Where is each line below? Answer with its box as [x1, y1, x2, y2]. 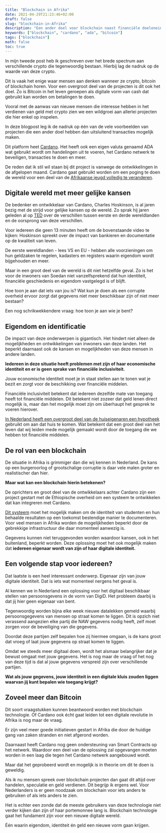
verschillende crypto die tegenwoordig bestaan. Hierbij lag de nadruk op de [5, 63, 159, 69]
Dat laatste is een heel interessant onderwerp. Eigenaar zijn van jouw [5, 573, 146, 578]
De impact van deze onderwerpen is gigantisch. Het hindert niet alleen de [5, 335, 155, 341]
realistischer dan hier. [5, 470, 49, 476]
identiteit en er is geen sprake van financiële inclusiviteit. [5, 366, 125, 372]
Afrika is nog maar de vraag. [5, 717, 63, 723]
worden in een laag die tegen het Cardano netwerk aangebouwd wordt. [5, 752, 151, 758]
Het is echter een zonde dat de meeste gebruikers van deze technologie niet [5, 802, 161, 808]
